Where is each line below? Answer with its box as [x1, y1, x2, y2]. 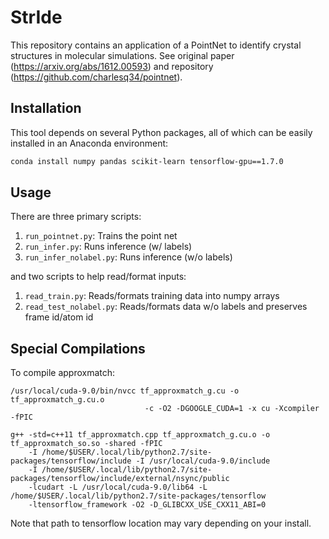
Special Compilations [10, 340, 146, 357]
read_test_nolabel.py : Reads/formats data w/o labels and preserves [24, 301, 308, 313]
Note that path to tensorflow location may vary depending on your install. [10, 517, 312, 530]
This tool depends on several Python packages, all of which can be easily [10, 126, 313, 138]
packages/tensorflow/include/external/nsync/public [10, 474, 230, 484]
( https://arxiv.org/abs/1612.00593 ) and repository [10, 60, 214, 72]
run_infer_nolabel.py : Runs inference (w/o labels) [24, 251, 233, 263]
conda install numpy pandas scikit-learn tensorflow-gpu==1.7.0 [10, 156, 284, 166]
